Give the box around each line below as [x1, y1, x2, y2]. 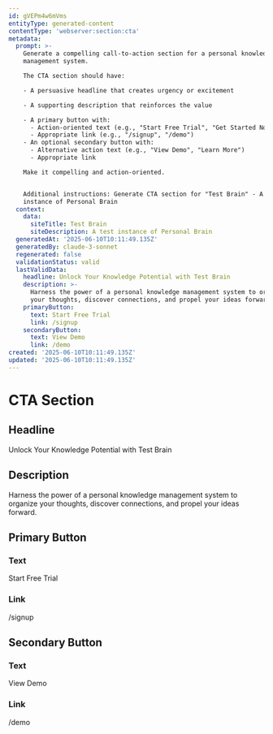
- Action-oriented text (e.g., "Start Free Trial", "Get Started [29, 123, 256, 132]
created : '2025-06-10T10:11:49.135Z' [8, 348, 136, 357]
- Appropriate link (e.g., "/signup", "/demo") [29, 131, 195, 139]
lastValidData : [15, 266, 67, 274]
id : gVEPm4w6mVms [8, 11, 67, 20]
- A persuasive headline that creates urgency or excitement [23, 86, 234, 94]
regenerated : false [15, 250, 82, 258]
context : [15, 205, 45, 214]
